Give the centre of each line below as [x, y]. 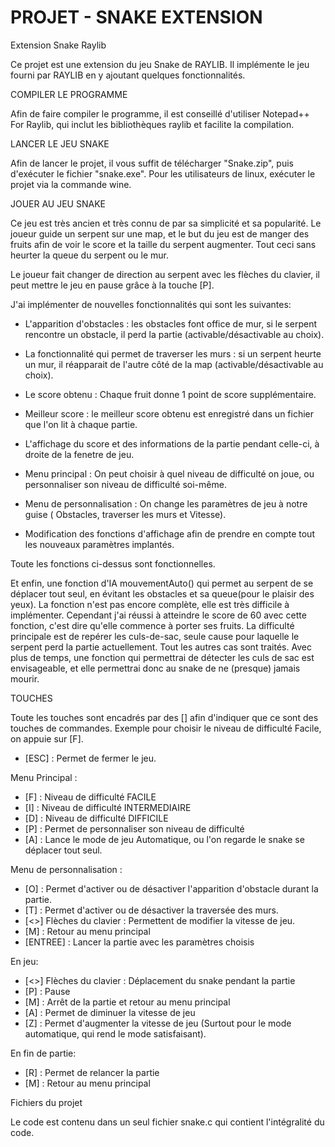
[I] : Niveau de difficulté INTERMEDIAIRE [108, 807]
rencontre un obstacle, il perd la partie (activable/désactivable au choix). [174, 334]
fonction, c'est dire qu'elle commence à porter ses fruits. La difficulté [152, 625]
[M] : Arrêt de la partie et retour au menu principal [127, 1002]
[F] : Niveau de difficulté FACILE [90, 797]
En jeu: [24, 961]
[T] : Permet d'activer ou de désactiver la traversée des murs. [151, 910]
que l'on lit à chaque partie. [81, 424]
